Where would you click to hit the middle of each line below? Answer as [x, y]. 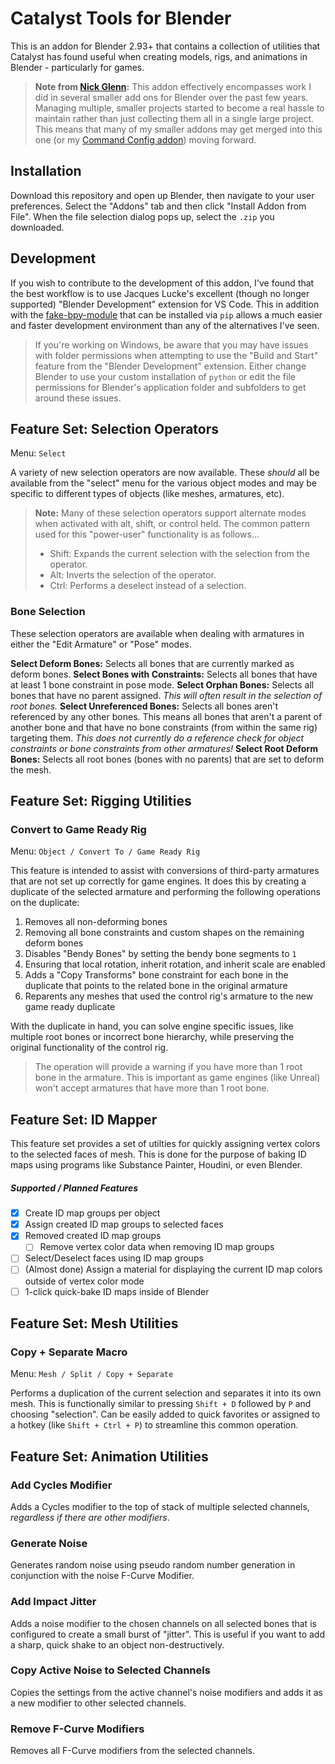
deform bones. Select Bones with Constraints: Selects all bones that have [164, 674]
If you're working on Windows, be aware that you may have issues [171, 344]
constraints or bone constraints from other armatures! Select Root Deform [164, 748]
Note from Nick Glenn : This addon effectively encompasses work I [173, 86]
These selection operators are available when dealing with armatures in [157, 633]
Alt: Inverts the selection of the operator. [133, 575]
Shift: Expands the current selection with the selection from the [179, 554]
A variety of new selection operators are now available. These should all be [165, 473]
